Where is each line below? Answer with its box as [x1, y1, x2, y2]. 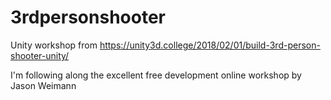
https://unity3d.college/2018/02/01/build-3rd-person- [99, 39, 321, 51]
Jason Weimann [10, 79, 77, 91]
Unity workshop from [10, 39, 98, 51]
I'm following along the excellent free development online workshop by [10, 69, 302, 81]
